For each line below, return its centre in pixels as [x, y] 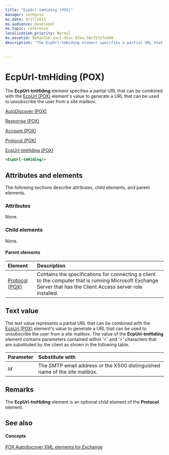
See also [19, 423]
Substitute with [57, 357]
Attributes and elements [44, 175]
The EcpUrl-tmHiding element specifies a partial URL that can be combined [84, 91]
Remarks [20, 390]
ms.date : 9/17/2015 [26, 19]
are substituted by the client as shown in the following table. [67, 344]
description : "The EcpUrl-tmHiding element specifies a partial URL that [84, 43]
